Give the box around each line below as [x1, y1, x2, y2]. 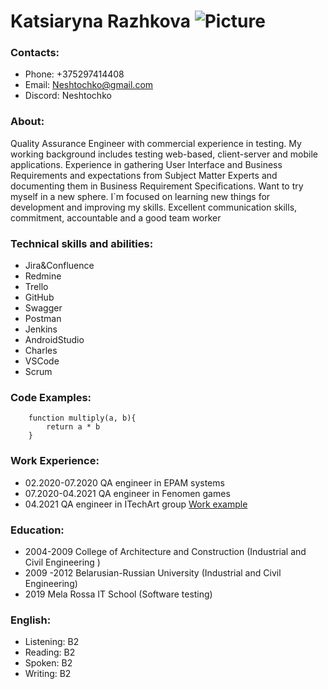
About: [10, 115, 45, 129]
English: [10, 613, 52, 627]
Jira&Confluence [24, 260, 95, 272]
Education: [10, 523, 65, 537]
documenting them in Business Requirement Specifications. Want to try [10, 180, 304, 192]
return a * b [46, 422, 101, 432]
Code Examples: [10, 391, 92, 404]
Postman [24, 313, 62, 325]
